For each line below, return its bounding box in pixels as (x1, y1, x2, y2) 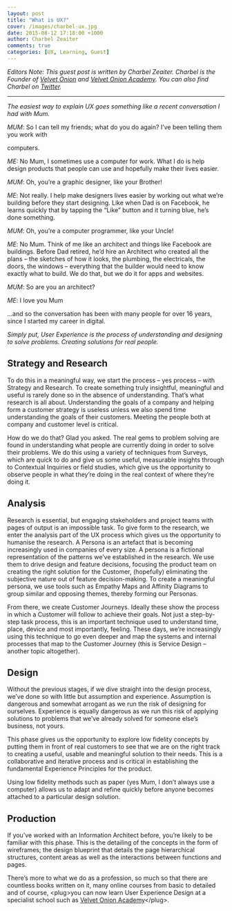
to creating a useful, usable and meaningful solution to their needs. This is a (7, 750, 223, 758)
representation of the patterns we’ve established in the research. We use (7, 552, 215, 561)
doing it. (7, 478, 31, 486)
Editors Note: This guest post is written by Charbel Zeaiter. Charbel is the (7, 67, 216, 76)
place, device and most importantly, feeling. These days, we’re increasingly (7, 625, 222, 633)
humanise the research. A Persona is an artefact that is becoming (7, 538, 193, 546)
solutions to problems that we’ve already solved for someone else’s (7, 715, 199, 723)
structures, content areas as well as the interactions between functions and (7, 853, 222, 861)
